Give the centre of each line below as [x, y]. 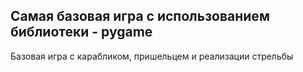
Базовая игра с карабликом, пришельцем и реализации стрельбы [152, 56]
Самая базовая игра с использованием [140, 16]
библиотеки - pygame [81, 32]
